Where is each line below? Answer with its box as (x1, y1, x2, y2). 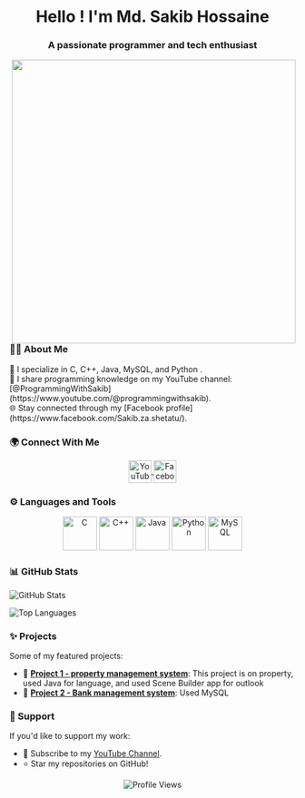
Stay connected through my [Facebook (17, 402, 164, 413)
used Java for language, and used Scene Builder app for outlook (22, 678, 264, 689)
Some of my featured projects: (9, 651, 124, 662)
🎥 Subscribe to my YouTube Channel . (22, 748, 162, 759)
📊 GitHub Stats (9, 566, 79, 578)
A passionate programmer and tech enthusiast (47, 39, 258, 52)
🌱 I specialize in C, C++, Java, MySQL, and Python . (9, 363, 202, 374)
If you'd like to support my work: (9, 731, 131, 742)
